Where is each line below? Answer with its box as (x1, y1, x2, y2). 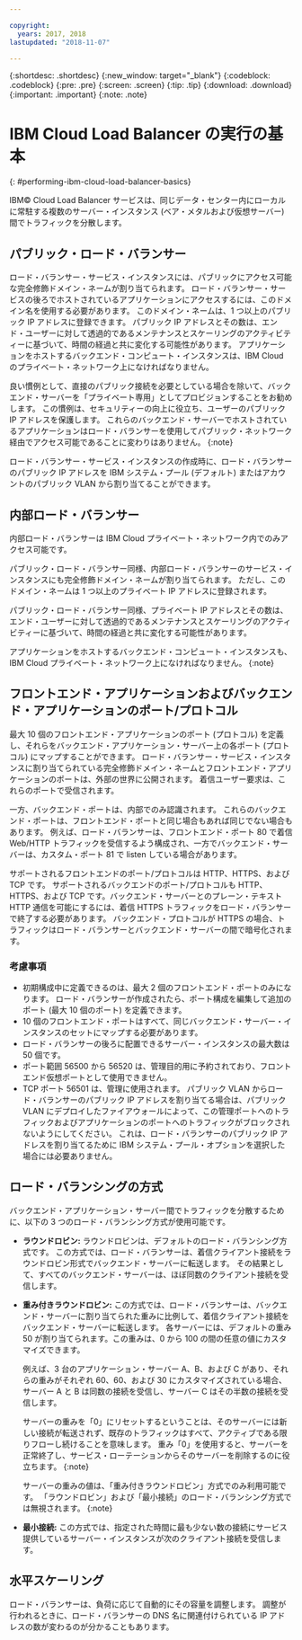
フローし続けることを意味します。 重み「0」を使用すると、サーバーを (30, 1439, 289, 1449)
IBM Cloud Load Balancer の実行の (9, 123, 268, 144)
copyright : (9, 21, 50, 30)
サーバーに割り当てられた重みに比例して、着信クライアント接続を (46, 1310, 289, 1321)
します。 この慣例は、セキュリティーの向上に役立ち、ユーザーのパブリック (9, 403, 286, 414)
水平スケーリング (9, 1574, 104, 1589)
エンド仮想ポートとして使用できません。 (22, 1072, 173, 1083)
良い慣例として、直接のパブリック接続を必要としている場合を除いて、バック (9, 381, 292, 392)
